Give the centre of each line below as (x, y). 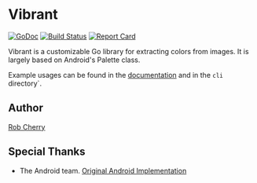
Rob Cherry (27, 126)
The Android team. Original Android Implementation (103, 170)
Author (26, 108)
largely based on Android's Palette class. (74, 60)
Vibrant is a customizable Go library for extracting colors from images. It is (128, 51)
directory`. (25, 83)
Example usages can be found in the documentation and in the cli (116, 75)
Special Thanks (47, 152)
